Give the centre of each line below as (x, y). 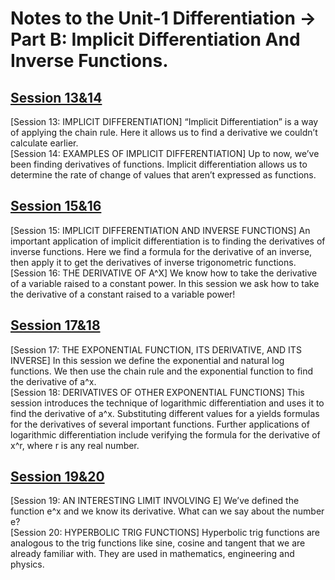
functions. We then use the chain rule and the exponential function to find (162, 371)
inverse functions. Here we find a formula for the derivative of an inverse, (161, 251)
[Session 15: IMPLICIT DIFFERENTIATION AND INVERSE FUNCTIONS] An (160, 230)
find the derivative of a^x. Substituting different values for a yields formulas (165, 413)
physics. (27, 564)
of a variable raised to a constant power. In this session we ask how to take (165, 283)
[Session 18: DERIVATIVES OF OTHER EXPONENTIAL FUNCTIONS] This (157, 392)
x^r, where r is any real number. (75, 445)
